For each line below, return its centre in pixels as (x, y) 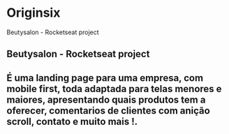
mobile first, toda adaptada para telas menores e (114, 89)
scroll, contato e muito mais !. (72, 121)
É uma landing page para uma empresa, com (105, 78)
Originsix (34, 13)
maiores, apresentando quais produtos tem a (106, 99)
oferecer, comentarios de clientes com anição (108, 111)
